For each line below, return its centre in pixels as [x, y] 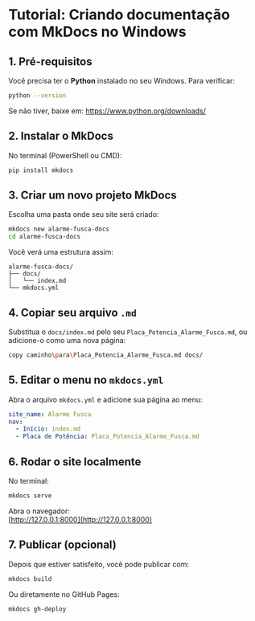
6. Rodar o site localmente [75, 462]
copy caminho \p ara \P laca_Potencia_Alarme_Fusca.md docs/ [106, 355]
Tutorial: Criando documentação [119, 15]
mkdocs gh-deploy [37, 609]
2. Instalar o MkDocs [61, 136]
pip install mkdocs [41, 170]
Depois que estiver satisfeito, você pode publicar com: [99, 564]
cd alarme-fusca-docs [45, 237]
